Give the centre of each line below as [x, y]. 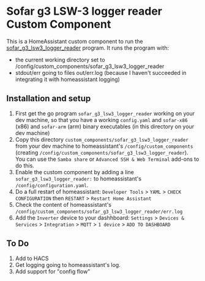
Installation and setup [49, 98]
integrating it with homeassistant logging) [68, 79]
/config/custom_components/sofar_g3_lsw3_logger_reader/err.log [99, 212]
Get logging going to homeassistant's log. [68, 264]
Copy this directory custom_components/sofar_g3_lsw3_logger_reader [102, 139]
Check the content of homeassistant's [63, 204]
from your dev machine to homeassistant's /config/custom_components [104, 146]
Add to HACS [32, 258]
